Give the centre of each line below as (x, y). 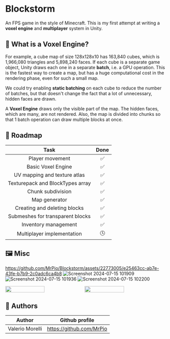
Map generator (49, 200)
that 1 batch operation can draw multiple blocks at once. (64, 119)
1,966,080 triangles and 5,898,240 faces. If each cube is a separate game (83, 62)
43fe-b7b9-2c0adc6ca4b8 (34, 274)
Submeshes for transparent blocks (49, 216)
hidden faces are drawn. (31, 99)
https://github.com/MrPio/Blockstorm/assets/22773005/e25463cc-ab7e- (82, 268)
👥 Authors (22, 306)
